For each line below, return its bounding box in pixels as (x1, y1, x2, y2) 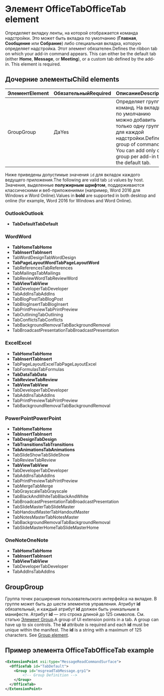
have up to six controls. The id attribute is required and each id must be (5, 622, 149, 628)
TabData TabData (12, 371, 47, 377)
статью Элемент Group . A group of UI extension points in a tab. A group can (5, 617, 159, 623)
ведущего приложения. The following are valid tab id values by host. (5, 177, 144, 183)
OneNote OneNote (5, 537, 49, 544)
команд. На (116, 104, 143, 111)
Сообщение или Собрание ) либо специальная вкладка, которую (5, 40, 142, 46)
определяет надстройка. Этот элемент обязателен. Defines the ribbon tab (5, 45, 158, 51)
